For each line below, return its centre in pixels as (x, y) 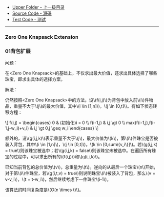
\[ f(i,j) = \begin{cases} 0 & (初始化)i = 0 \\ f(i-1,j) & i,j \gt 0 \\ (65, 123)
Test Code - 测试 (29, 19)
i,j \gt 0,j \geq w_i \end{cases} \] (66, 128)
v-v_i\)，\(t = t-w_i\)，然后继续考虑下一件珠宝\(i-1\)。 (58, 179)
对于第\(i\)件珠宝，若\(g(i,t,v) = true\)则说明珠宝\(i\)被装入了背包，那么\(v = (80, 173)
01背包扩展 (18, 51)
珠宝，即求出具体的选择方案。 (35, 79)
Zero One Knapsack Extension (42, 37)
